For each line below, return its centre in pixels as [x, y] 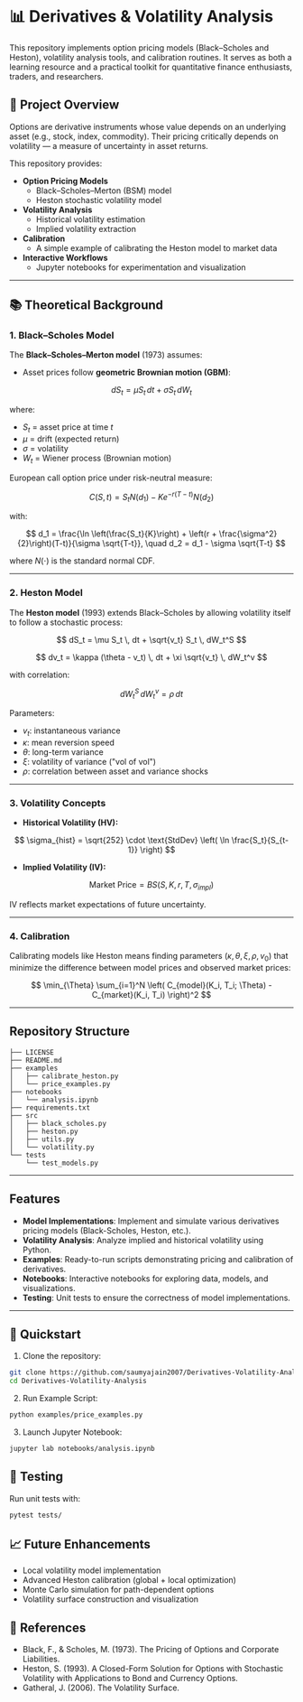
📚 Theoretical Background [87, 306]
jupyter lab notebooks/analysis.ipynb [82, 1449]
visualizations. [49, 1288]
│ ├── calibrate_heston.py [64, 1076]
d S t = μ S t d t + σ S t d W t [151, 391]
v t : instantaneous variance [71, 731]
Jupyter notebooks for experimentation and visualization [141, 267]
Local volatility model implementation [92, 1570]
